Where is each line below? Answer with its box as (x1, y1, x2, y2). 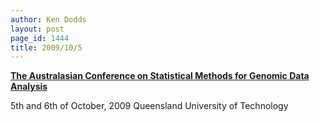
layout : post (10, 24, 65, 34)
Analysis (10, 81, 48, 93)
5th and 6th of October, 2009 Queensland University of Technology (10, 100, 289, 112)
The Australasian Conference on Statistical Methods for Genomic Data (10, 70, 310, 82)
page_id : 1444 (10, 33, 70, 43)
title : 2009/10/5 (10, 42, 83, 53)
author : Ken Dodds (10, 14, 87, 25)
